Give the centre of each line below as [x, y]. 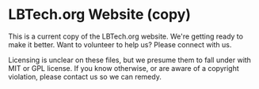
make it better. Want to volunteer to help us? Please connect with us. [120, 44]
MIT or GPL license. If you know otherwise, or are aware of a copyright [124, 68]
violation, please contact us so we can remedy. [85, 76]
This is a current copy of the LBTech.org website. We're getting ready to [126, 36]
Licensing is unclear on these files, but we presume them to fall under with [130, 60]
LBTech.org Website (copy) [100, 15]
